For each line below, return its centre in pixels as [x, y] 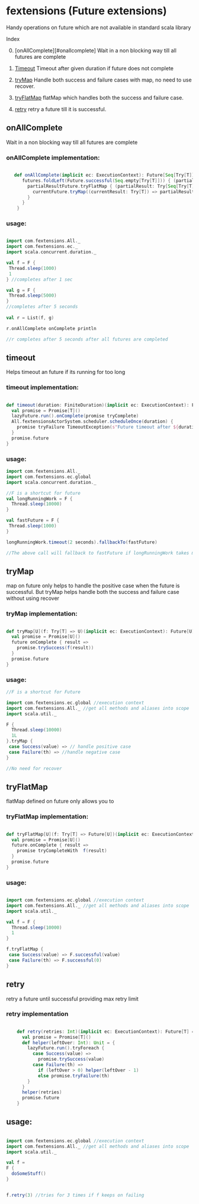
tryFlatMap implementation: [47, 817]
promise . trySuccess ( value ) [71, 1060]
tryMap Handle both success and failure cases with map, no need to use [103, 80]
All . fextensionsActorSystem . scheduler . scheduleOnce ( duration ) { [92, 422]
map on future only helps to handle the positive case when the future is [93, 586]
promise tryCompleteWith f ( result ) [62, 851]
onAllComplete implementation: [53, 158]
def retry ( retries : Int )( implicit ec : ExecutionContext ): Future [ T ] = [106, 1032]
